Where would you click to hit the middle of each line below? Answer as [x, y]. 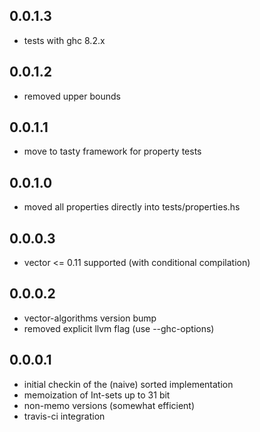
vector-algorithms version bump [90, 318]
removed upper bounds [72, 96]
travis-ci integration [64, 416]
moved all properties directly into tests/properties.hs [132, 207]
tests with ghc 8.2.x [64, 40]
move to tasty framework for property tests [112, 151]
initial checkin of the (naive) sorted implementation [128, 384]
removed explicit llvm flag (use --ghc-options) [119, 328]
